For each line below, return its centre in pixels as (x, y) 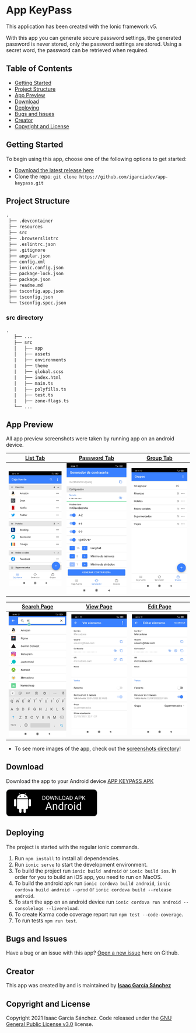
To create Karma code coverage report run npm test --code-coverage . (99, 914)
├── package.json (29, 280)
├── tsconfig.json (31, 297)
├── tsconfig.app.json (36, 291)
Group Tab (160, 458)
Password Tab (97, 458)
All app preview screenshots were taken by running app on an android (90, 439)
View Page (99, 606)
